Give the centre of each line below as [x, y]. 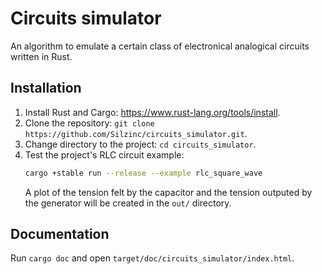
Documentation [60, 234]
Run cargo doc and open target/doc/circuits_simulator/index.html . [152, 258]
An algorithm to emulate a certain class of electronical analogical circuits [160, 46]
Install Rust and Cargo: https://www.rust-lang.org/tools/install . [152, 112]
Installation [46, 88]
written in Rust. [41, 56]
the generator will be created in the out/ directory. [128, 203]
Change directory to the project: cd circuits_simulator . [140, 144]
